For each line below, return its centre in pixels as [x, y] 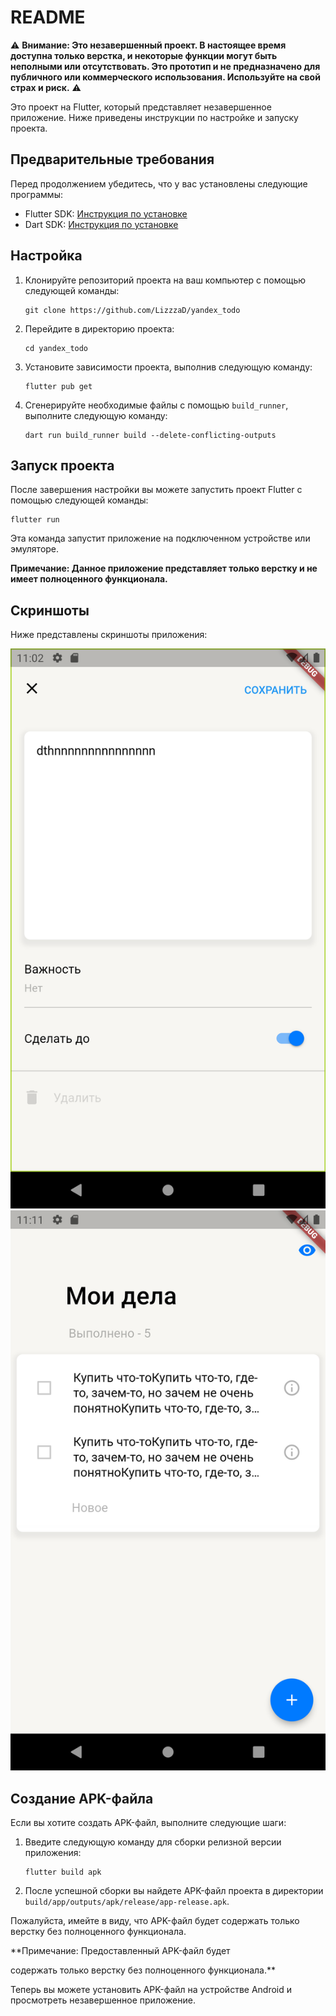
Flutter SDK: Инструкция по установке [106, 213]
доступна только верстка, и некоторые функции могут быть [144, 55]
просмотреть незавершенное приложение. [103, 2000]
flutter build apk [63, 1872]
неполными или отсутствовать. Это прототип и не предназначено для [165, 66]
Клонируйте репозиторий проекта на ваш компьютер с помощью [165, 280]
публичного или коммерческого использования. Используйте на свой [165, 77]
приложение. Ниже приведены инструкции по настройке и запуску [154, 117]
